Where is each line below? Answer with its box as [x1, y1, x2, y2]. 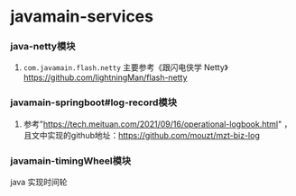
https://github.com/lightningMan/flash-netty [23, 72, 188, 83]
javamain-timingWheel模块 [10, 155, 132, 167]
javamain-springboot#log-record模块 [10, 96, 178, 109]
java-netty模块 [10, 40, 76, 53]
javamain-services [10, 6, 154, 27]
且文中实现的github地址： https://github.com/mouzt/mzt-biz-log [23, 129, 260, 140]
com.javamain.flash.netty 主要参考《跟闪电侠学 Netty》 [23, 62, 228, 73]
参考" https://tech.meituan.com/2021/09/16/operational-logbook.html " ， [23, 119, 292, 129]
